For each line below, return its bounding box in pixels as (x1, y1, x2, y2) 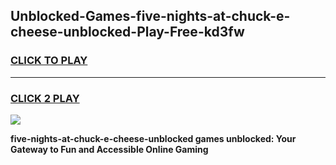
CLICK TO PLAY (10, 54, 88, 68)
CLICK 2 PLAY (10, 91, 80, 105)
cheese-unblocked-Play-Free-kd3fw (10, 24, 245, 41)
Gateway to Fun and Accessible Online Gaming (10, 143, 209, 155)
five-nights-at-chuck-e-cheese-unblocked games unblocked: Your (10, 132, 297, 144)
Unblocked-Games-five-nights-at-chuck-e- (10, 8, 291, 25)
